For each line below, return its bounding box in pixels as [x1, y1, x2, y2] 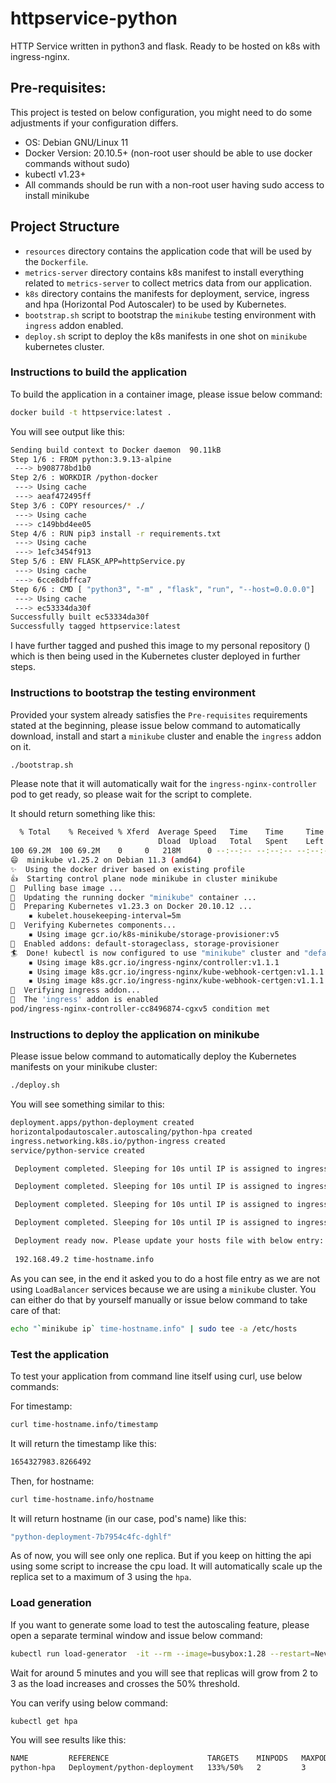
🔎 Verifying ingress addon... [10, 985, 141, 996]
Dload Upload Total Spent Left [158, 837, 325, 847]
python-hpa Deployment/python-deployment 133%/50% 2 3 [10, 1763, 307, 1773]
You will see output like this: [10, 425, 125, 437]
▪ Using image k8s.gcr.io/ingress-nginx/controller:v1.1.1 [28, 957, 280, 967]
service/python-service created [10, 1145, 145, 1156]
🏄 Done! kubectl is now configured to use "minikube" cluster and [10, 948, 300, 958]
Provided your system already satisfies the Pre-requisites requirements [10, 708, 308, 721]
